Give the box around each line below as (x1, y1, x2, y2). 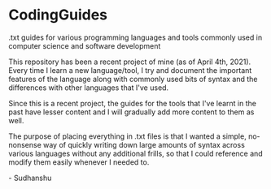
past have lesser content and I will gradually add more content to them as (8, 107, 255, 117)
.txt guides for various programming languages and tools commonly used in (8, 32, 263, 42)
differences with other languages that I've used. (8, 83, 169, 92)
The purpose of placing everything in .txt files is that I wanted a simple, (8, 131, 247, 141)
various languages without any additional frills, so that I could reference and (8, 148, 263, 158)
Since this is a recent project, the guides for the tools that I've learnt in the (8, 98, 256, 108)
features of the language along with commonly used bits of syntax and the (8, 74, 258, 84)
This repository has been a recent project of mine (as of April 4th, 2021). (8, 57, 251, 67)
